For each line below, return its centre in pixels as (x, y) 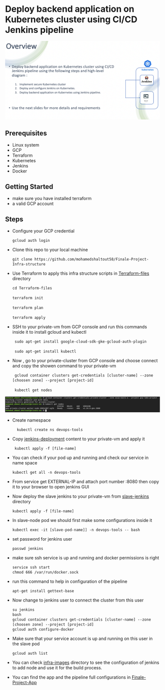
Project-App (24, 683)
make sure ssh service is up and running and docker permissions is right (86, 558)
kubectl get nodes (33, 390)
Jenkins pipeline (39, 30)
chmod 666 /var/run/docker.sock (45, 573)
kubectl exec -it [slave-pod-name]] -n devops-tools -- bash (76, 530)
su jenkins (23, 610)
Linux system (26, 145)
